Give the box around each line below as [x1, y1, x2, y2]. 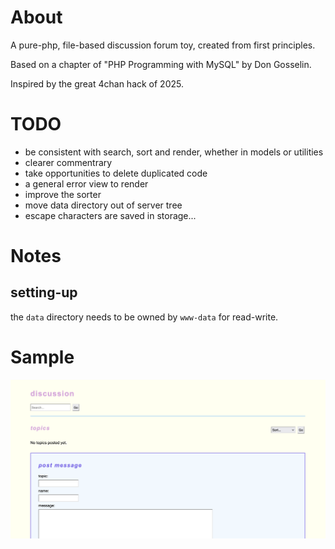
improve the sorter [24, 188, 102, 200]
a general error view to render [24, 177, 149, 190]
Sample [10, 346, 75, 369]
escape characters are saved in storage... [24, 209, 197, 221]
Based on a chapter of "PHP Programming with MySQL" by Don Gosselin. [10, 58, 312, 70]
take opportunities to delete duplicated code [24, 167, 208, 179]
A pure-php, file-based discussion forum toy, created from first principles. [10, 39, 316, 51]
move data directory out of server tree [24, 199, 183, 211]
